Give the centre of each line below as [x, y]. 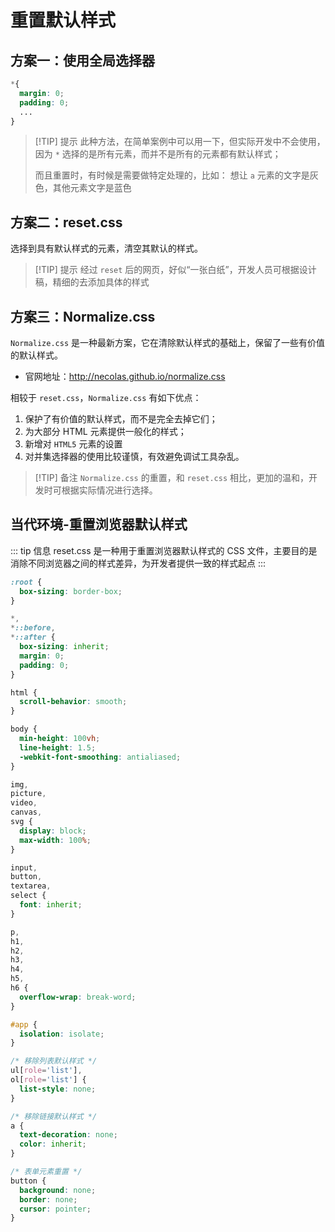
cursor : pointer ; [55, 1209]
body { [24, 729]
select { [28, 896]
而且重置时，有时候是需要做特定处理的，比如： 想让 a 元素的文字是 [172, 175]
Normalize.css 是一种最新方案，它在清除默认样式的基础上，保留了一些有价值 [168, 342]
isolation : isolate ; [62, 1034]
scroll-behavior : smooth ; [73, 702]
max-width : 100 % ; [55, 840]
